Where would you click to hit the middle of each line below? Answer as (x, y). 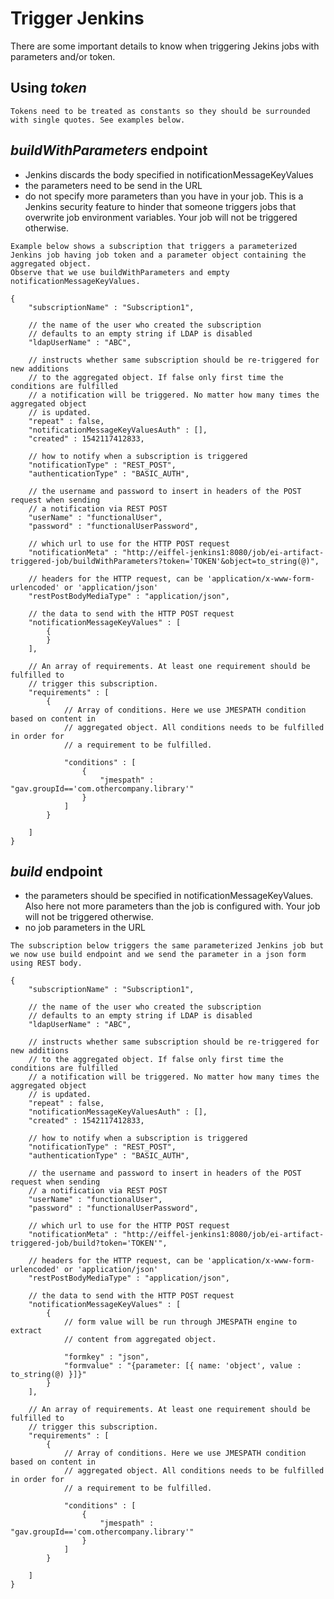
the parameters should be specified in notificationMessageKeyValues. (169, 896)
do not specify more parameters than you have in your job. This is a (164, 196)
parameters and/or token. (63, 56)
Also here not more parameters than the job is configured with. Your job (172, 906)
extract (26, 1331)
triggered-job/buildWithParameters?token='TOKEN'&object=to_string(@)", (165, 561)
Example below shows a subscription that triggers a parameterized (154, 246)
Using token (48, 88)
